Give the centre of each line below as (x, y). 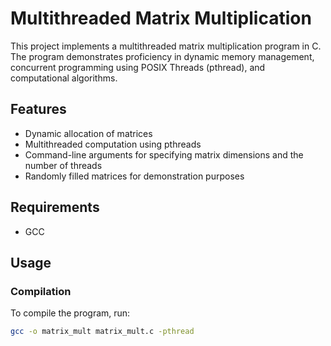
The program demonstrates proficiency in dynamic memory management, (162, 56)
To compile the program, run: (70, 313)
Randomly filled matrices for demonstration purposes (134, 176)
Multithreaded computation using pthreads (113, 144)
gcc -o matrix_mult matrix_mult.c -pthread (102, 332)
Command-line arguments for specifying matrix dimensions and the (164, 154)
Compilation (41, 291)
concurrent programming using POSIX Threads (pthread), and (138, 67)
